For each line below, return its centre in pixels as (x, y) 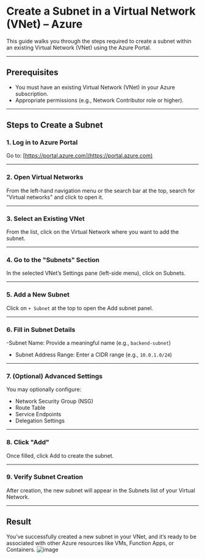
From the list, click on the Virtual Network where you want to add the (93, 232)
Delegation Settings (40, 421)
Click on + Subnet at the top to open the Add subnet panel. (80, 308)
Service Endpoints (38, 414)
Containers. (21, 549)
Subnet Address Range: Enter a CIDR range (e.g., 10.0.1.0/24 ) (94, 355)
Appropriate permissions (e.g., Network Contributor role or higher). (99, 100)
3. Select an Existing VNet (45, 218)
